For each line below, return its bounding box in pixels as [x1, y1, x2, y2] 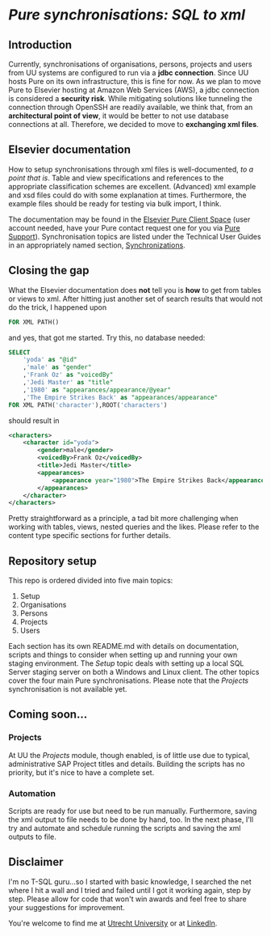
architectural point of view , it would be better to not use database [8, 111, 229, 121]
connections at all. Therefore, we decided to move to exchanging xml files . [8, 120, 260, 129]
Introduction [8, 38, 73, 52]
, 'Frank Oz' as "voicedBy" [23, 371, 114, 379]
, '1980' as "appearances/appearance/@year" [23, 386, 172, 394]
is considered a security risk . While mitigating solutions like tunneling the [8, 94, 252, 103]
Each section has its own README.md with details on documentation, [8, 642, 240, 651]
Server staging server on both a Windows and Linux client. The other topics [8, 667, 260, 677]
